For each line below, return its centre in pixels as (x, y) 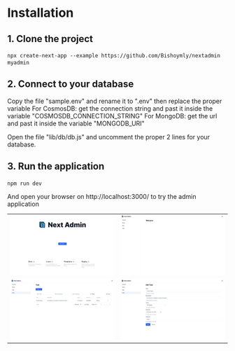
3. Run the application (56, 166)
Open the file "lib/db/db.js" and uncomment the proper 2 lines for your (109, 137)
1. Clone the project (50, 39)
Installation (41, 13)
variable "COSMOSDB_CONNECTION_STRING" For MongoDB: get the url (112, 116)
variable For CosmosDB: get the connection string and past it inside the (110, 108)
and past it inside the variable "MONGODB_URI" (76, 123)
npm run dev (24, 184)
